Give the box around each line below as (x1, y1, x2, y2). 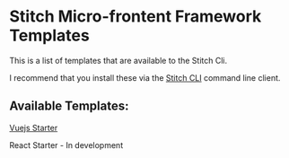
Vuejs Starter (9, 122, 58, 133)
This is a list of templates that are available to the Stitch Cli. (9, 55, 228, 66)
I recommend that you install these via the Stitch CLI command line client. (9, 72, 281, 83)
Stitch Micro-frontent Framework (9, 6, 262, 27)
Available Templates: (9, 99, 129, 114)
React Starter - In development (9, 139, 124, 150)
